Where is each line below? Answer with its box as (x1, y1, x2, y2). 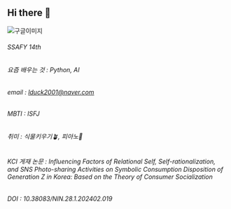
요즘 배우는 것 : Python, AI (7, 66, 80, 74)
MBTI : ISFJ (7, 109, 40, 118)
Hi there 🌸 (7, 7, 51, 19)
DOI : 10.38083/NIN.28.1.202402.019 (7, 194, 113, 203)
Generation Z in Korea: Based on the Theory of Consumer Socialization (7, 173, 213, 181)
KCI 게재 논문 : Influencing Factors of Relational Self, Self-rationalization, (7, 157, 216, 166)
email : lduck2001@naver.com (7, 88, 94, 96)
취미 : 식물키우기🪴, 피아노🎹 (7, 132, 83, 140)
